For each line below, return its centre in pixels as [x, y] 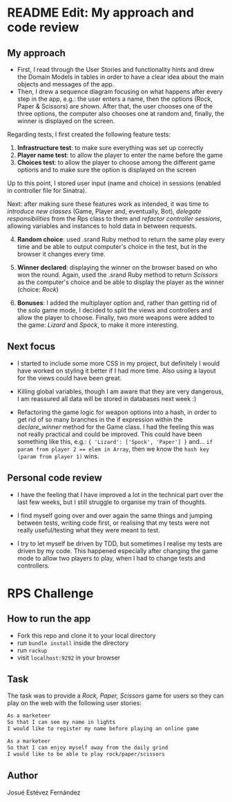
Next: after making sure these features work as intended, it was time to [108, 204]
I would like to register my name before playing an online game [103, 729]
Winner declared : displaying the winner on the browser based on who [117, 267]
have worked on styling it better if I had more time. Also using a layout [116, 371]
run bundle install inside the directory [73, 643]
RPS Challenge [50, 593]
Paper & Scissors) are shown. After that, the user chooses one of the [115, 106]
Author [22, 776]
